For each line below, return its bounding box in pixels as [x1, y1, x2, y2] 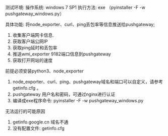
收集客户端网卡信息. [12, 32, 54, 38]
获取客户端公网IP [12, 38, 48, 44]
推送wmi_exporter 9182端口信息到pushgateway [12, 51, 111, 57]
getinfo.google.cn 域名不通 [12, 119, 69, 125]
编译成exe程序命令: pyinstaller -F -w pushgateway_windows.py [12, 98, 144, 103]
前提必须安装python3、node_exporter [5, 68, 84, 74]
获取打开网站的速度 [12, 57, 53, 63]
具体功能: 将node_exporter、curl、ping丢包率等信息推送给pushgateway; [5, 22, 155, 27]
